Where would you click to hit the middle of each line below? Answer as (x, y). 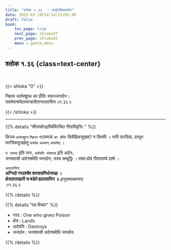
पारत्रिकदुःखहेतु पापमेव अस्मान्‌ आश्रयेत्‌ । (35, 142)
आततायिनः (13, 168)
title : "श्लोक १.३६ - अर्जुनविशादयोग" (40, 10)
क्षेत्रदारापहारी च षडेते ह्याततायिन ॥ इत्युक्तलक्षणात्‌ (44, 179)
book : (11, 24)
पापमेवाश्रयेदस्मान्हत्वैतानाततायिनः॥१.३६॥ (38, 102)
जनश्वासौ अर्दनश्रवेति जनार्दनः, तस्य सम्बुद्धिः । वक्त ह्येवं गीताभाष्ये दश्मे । (62, 158)
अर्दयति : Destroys (30, 226)
